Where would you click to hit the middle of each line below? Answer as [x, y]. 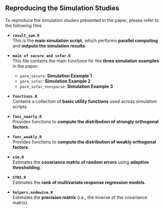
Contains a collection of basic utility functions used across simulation [84, 101]
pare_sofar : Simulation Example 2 [55, 81]
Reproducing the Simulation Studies [62, 8]
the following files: [24, 25]
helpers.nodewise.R [33, 192]
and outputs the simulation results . [49, 46]
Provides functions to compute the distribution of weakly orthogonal [84, 142]
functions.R [25, 96]
